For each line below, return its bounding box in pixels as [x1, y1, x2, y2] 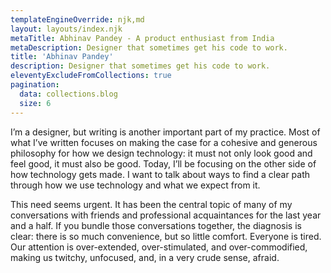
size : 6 [19, 98, 52, 108]
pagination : [10, 80, 60, 90]
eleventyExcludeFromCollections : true [10, 71, 172, 81]
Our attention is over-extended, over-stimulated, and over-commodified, [10, 241, 308, 253]
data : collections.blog [19, 89, 118, 99]
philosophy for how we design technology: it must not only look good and [10, 147, 313, 159]
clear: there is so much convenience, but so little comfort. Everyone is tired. [10, 230, 322, 242]
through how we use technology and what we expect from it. [10, 179, 261, 191]
